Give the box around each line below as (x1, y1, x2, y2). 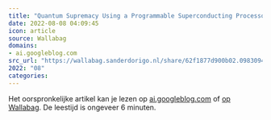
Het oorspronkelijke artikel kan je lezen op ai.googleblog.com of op (8, 93, 231, 103)
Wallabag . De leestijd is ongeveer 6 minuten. (8, 102, 156, 112)
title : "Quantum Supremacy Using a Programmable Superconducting (8, 11, 232, 20)
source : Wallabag (8, 34, 67, 43)
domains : (8, 42, 38, 50)
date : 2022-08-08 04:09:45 (8, 19, 99, 27)
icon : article (8, 27, 56, 35)
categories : (8, 72, 48, 80)
